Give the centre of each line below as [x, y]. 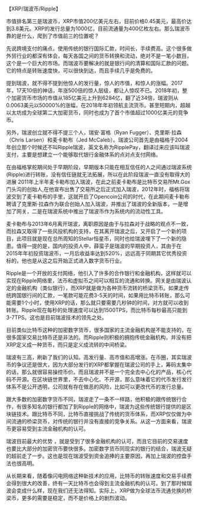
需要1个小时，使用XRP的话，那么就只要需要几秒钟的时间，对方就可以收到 [100, 303]
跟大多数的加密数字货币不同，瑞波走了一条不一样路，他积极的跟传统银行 [94, 399]
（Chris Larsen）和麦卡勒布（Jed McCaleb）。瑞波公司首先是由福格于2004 [97, 140]
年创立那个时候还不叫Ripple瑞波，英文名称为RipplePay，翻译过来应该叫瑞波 [98, 147]
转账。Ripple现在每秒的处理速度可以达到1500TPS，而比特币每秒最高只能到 [97, 310]
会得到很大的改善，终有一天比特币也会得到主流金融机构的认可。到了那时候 [96, 483]
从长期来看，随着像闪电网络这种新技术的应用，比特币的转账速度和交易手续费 [99, 476]
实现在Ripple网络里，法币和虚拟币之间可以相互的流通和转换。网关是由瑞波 [96, 281]
